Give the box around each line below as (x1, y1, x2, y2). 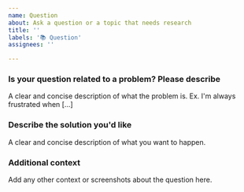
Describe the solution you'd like (8, 120, 132, 131)
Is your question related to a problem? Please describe (8, 74, 221, 85)
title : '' (8, 26, 41, 34)
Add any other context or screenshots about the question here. (8, 175, 213, 185)
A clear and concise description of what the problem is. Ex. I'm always (8, 91, 236, 101)
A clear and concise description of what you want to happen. (8, 137, 206, 146)
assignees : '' (8, 41, 55, 49)
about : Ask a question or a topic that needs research (8, 19, 192, 27)
